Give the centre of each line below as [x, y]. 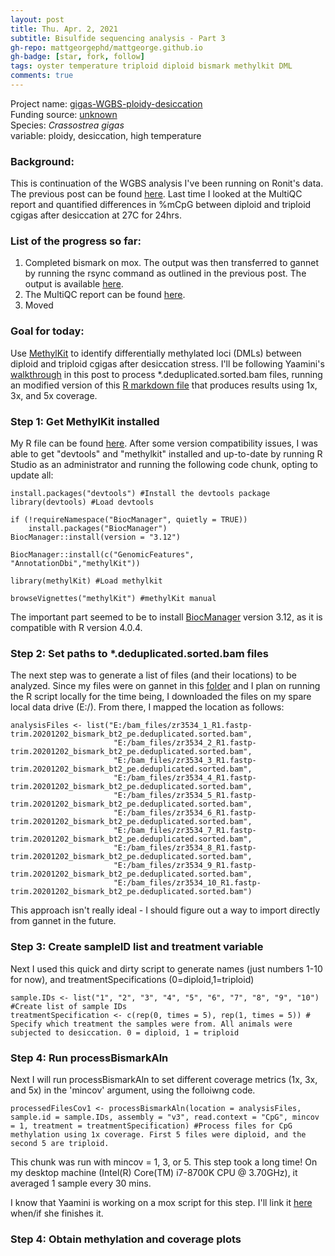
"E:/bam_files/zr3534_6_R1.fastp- [185, 813]
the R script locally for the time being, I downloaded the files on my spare [161, 697]
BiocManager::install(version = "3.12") [96, 537]
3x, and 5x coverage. [54, 395]
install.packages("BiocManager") [98, 529]
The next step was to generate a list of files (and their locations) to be [153, 675]
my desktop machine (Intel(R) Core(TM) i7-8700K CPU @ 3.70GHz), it [154, 1172]
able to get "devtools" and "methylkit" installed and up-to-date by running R [166, 454]
